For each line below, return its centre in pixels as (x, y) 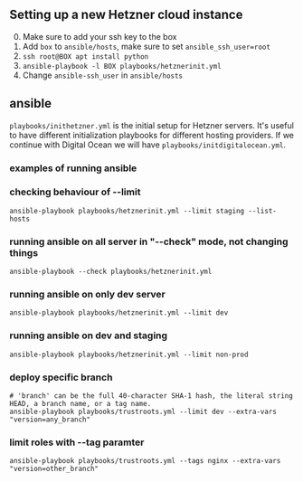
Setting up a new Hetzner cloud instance (126, 15)
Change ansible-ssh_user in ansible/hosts (103, 75)
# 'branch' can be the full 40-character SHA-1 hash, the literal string (151, 396)
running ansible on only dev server (87, 295)
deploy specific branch (61, 377)
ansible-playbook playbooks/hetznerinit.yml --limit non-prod (129, 354)
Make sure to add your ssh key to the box (99, 36)
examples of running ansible (73, 168)
